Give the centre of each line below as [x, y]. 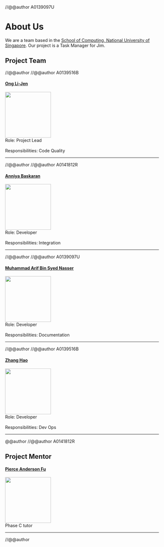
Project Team [26, 61]
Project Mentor [28, 456]
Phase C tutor [19, 526]
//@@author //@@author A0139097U [42, 257]
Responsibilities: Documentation [37, 335]
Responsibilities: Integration [33, 243]
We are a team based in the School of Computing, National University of [77, 40]
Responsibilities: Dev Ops [31, 427]
